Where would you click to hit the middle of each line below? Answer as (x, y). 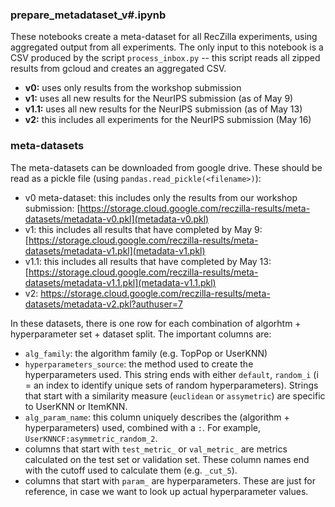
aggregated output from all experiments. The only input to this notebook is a (167, 47)
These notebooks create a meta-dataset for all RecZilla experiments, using (164, 37)
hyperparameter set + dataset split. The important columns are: (141, 334)
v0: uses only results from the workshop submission (133, 88)
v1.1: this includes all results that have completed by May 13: (148, 261)
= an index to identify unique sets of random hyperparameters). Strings (171, 385)
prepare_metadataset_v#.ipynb (88, 15)
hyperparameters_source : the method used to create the (139, 364)
